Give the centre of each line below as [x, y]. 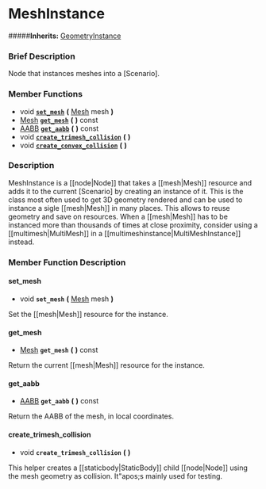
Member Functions [46, 94]
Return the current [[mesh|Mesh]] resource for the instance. [106, 365]
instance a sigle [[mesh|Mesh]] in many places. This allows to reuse [119, 208]
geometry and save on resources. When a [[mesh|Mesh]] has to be [118, 216]
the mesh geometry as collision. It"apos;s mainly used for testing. [116, 476]
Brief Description [42, 56]
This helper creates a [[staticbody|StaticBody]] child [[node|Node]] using [128, 468]
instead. [21, 242]
